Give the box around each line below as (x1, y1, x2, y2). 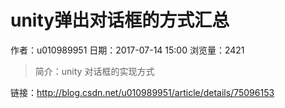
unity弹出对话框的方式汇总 (10, 9, 230, 32)
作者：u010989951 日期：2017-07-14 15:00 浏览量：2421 (10, 44, 245, 56)
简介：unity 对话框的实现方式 (34, 65, 155, 77)
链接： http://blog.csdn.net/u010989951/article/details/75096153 (10, 86, 275, 98)
